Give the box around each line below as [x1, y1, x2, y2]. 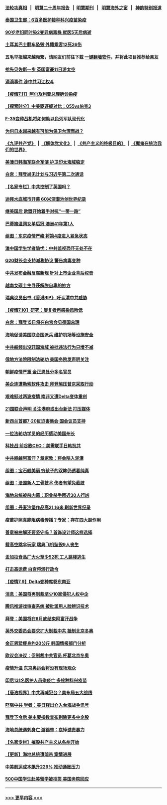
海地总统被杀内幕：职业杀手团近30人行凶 [5, 492, 89, 498]
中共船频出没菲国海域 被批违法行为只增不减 [5, 344, 93, 350]
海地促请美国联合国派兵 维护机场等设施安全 [5, 332, 93, 338]
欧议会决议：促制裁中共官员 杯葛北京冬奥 [5, 652, 89, 658]
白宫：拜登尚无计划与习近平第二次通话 [5, 171, 83, 177]
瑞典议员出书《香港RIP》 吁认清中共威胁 [5, 295, 87, 301]
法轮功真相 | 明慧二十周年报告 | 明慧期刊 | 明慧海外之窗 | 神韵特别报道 [5, 4, 162, 10]
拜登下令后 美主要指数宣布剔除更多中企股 [5, 714, 89, 720]
